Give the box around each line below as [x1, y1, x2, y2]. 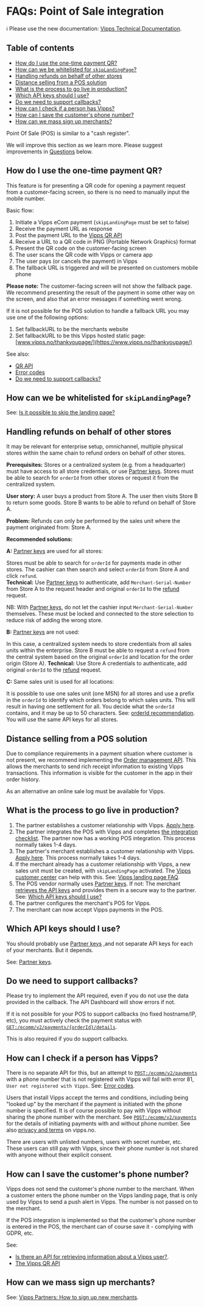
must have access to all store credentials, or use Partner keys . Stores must [6, 467, 194, 475]
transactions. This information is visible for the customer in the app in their [6, 769, 193, 777]
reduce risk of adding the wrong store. [6, 617, 103, 624]
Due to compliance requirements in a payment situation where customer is [6, 750, 193, 757]
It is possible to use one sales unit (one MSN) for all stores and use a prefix [6, 690, 195, 697]
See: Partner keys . [6, 958, 53, 965]
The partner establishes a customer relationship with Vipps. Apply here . [15, 821, 195, 829]
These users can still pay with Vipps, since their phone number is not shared [6, 1144, 199, 1152]
